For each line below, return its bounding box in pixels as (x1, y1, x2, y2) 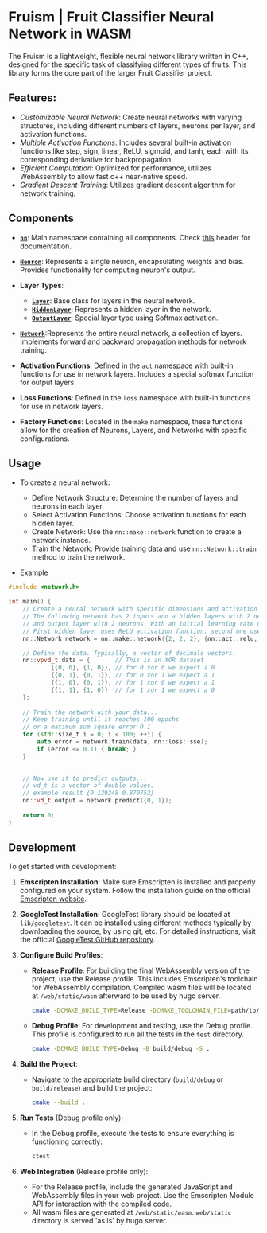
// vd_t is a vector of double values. (22, 782, 155, 790)
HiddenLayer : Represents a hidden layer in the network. (31, 304, 212, 314)
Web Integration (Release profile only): (19, 1166, 149, 1176)
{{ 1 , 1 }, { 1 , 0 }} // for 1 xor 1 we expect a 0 (50, 685, 215, 694)
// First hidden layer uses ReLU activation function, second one (22, 627, 247, 635)
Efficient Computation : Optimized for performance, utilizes (19, 163, 212, 173)
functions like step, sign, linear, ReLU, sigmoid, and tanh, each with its (19, 146, 249, 155)
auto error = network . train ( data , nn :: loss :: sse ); (37, 738, 208, 746)
